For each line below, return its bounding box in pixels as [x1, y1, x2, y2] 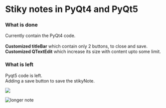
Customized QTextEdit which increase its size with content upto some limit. [5, 48, 161, 54]
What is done [5, 21, 38, 28]
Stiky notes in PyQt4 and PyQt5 [5, 3, 139, 15]
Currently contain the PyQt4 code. [5, 32, 76, 38]
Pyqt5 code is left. [5, 72, 42, 78]
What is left [5, 61, 34, 68]
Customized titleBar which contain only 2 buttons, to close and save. [5, 43, 148, 49]
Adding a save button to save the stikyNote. [5, 77, 95, 83]
